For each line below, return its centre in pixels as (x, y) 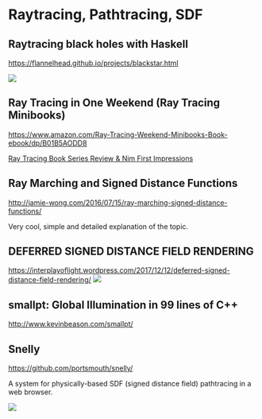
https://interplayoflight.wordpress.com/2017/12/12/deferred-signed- (119, 270)
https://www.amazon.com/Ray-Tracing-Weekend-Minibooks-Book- (118, 134)
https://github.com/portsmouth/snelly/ (71, 368)
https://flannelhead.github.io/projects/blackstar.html (93, 63)
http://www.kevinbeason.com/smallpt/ (71, 324)
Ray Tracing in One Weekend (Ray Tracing (114, 103)
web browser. (31, 392)
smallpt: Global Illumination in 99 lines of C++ (123, 305)
